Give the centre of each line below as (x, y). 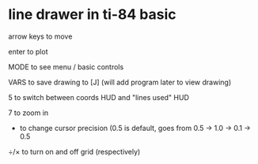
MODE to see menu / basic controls (66, 67)
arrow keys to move (40, 36)
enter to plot (28, 51)
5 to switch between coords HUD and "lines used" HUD (99, 97)
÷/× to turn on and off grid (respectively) (74, 151)
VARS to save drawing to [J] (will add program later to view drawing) (120, 82)
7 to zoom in (28, 113)
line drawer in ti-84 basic (92, 15)
